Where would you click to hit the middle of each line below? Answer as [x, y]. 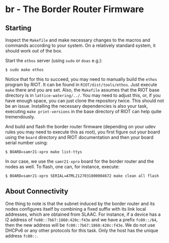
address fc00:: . [22, 235]
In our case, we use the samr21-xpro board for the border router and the [80, 161]
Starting [18, 28]
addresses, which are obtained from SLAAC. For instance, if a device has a [83, 214]
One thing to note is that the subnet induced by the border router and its [80, 204]
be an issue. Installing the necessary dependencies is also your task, [77, 106]
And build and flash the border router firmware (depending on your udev [80, 127]
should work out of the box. [34, 51]
